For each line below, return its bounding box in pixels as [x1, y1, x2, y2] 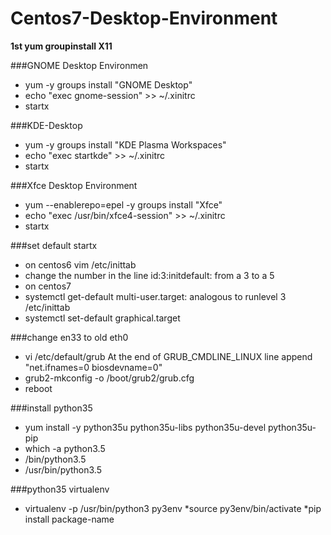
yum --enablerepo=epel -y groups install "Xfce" [24, 198, 223, 211]
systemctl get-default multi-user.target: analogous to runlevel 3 [24, 290, 287, 302]
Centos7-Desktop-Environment [10, 7, 278, 30]
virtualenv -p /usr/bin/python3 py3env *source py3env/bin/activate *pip [24, 502, 322, 514]
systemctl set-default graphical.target [24, 312, 181, 324]
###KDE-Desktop [10, 119, 83, 131]
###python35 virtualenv [10, 483, 110, 495]
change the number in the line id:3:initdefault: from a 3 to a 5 [24, 269, 275, 281]
